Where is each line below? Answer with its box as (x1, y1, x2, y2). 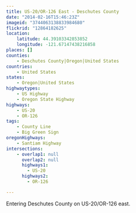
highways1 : (21, 162, 49, 168)
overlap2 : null (21, 157, 59, 163)
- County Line (16, 124, 51, 130)
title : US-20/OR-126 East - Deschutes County (6, 8, 119, 15)
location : (6, 31, 30, 37)
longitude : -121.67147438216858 (16, 42, 96, 48)
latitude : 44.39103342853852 (16, 36, 88, 42)
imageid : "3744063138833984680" (6, 19, 85, 25)
